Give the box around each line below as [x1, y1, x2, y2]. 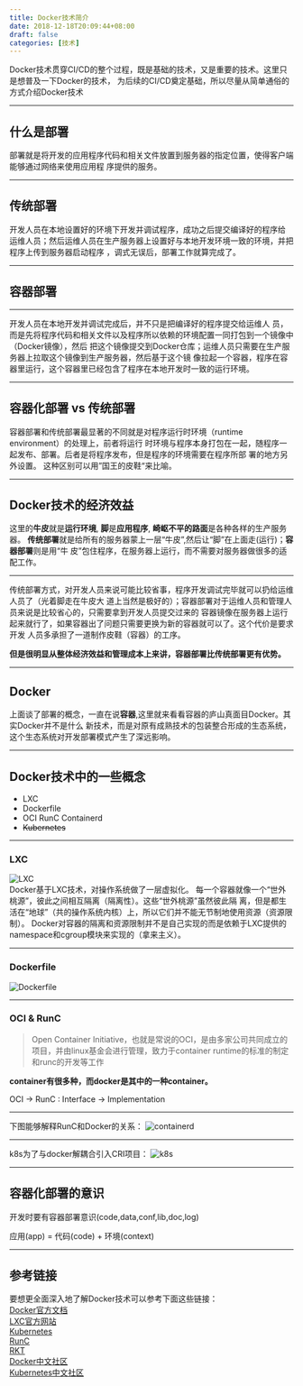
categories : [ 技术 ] [9, 38, 80, 48]
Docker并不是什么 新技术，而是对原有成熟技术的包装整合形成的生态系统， [16, 721, 291, 731]
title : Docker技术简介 [9, 13, 89, 23]
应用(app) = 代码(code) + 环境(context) [9, 1230, 155, 1241]
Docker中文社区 [9, 1356, 69, 1367]
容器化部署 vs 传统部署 [9, 400, 136, 416]
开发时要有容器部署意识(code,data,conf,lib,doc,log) [9, 1211, 200, 1222]
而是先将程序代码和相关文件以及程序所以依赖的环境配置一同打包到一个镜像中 [9, 329, 294, 340]
